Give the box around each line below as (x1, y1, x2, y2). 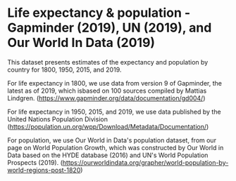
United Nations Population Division (7, 114, 108, 123)
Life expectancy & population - (7, 5, 191, 21)
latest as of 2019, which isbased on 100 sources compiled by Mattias (7, 86, 207, 95)
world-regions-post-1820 (7, 166, 81, 174)
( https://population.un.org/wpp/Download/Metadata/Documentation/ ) (7, 122, 209, 130)
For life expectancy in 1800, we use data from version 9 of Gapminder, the (7, 79, 222, 87)
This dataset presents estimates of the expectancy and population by (7, 58, 209, 66)
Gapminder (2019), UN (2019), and (7, 20, 212, 36)
